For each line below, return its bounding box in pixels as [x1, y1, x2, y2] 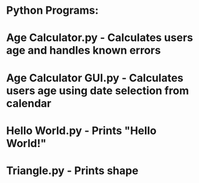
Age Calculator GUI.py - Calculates [6, 71, 184, 84]
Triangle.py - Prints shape [6, 164, 139, 177]
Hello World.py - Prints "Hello [6, 124, 157, 138]
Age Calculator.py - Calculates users [6, 31, 194, 45]
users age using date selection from [6, 84, 189, 97]
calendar [6, 96, 52, 110]
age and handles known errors [6, 44, 161, 57]
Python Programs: [6, 4, 99, 17]
